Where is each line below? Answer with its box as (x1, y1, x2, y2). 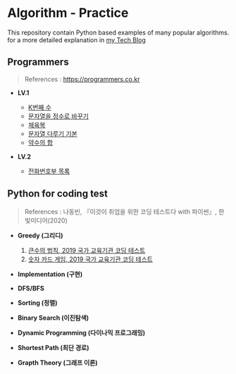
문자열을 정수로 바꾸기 (27, 111, 89, 120)
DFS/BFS (17, 284, 44, 292)
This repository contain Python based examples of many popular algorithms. (7, 28, 230, 37)
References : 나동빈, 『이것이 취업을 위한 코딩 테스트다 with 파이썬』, (24, 207, 217, 216)
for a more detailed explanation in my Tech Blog (7, 35, 147, 44)
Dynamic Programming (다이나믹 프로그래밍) (17, 328, 146, 337)
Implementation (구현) (17, 270, 83, 278)
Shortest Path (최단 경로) (17, 343, 89, 351)
